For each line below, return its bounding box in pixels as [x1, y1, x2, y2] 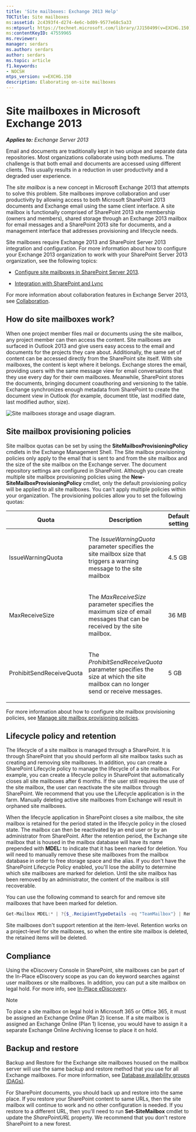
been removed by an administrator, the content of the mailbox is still [6, 876, 169, 883]
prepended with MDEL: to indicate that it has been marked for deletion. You [6, 845, 188, 852]
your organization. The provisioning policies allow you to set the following [6, 492, 183, 499]
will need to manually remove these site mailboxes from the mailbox [6, 851, 169, 858]
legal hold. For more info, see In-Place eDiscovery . [6, 985, 127, 992]
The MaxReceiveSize [88, 593, 146, 601]
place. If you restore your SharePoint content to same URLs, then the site [6, 1095, 181, 1102]
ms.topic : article [6, 57, 51, 63]
